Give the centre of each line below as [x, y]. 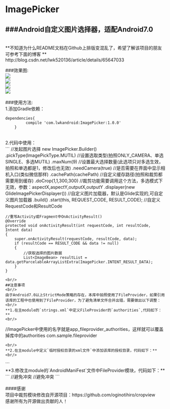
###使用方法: [19, 102]
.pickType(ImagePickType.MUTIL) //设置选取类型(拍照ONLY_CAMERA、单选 [84, 155]
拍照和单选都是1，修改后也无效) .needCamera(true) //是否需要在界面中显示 [83, 168]
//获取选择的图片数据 [43, 253]
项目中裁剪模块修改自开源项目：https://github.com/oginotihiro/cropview [80, 395]
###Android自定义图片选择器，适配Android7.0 [79, 29]
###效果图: [17, 70]
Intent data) [19, 230]
